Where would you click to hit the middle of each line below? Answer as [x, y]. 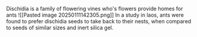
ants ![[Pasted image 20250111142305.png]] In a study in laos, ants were [95, 15]
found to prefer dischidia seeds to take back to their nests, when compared [99, 21]
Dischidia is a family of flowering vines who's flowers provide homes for [95, 9]
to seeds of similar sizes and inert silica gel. [60, 27]
